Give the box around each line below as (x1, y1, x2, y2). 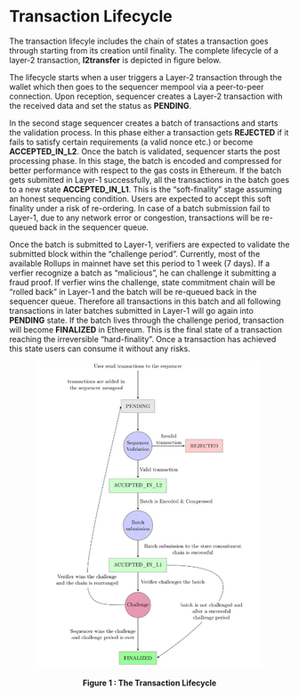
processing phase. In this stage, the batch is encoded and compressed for (9, 155, 282, 166)
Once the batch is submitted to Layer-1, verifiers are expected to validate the (9, 239, 290, 250)
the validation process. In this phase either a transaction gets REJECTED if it (9, 127, 289, 137)
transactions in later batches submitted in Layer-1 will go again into (9, 305, 254, 316)
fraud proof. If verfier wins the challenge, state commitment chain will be (9, 276, 276, 287)
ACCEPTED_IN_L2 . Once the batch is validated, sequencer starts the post (9, 145, 280, 157)
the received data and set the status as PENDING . (9, 100, 192, 111)
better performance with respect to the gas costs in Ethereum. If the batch (9, 165, 282, 176)
